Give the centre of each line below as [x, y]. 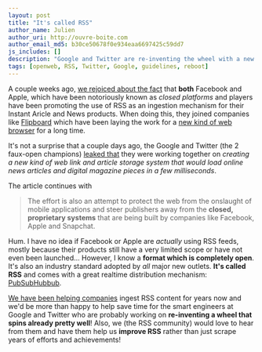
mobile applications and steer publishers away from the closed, [130, 209]
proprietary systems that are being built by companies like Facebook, [141, 217]
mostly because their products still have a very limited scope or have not [126, 249]
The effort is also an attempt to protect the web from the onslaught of [140, 201]
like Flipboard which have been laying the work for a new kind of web [120, 122]
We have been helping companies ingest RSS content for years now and [125, 298]
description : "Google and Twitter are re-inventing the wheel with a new [131, 60]
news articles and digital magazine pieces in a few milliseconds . [113, 170]
